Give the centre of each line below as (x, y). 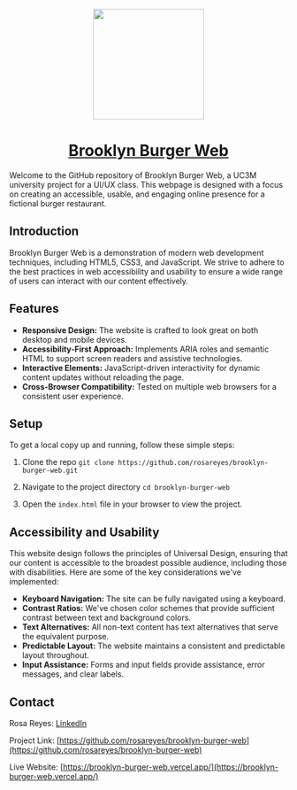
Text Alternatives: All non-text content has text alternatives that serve (150, 627)
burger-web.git (50, 471)
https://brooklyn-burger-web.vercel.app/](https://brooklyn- (171, 767)
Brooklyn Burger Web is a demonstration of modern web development (137, 252)
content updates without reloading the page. (103, 377)
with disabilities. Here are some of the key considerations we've (125, 572)
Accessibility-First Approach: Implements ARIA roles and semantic (145, 349)
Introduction (44, 232)
